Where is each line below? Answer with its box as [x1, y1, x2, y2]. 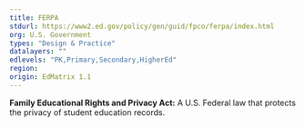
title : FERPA [9, 13, 59, 23]
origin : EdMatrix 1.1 [9, 73, 92, 82]
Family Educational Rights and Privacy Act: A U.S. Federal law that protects [9, 97, 296, 108]
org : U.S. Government [9, 30, 92, 39]
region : [9, 64, 39, 73]
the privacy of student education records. [9, 106, 166, 118]
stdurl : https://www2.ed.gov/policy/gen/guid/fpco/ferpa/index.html [9, 22, 275, 31]
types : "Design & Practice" [9, 38, 117, 48]
